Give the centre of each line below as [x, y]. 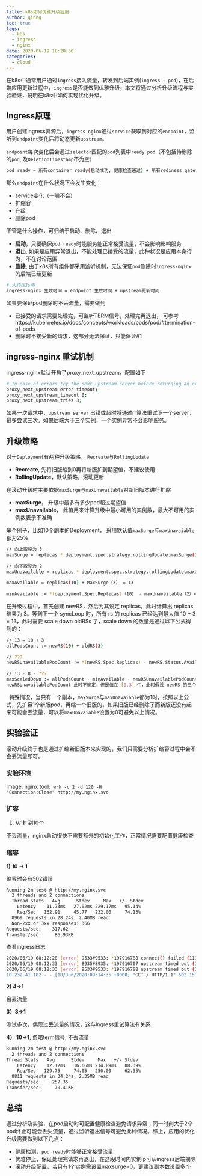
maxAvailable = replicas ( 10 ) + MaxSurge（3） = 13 [70, 583]
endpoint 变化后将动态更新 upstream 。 [62, 139]
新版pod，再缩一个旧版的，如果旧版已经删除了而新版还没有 [113, 705]
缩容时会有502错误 [29, 878]
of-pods [25, 329]
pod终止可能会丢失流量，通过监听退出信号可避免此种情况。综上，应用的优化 [101, 1131]
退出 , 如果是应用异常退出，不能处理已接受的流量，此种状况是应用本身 [101, 251]
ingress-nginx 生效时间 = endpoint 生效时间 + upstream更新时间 [83, 291]
